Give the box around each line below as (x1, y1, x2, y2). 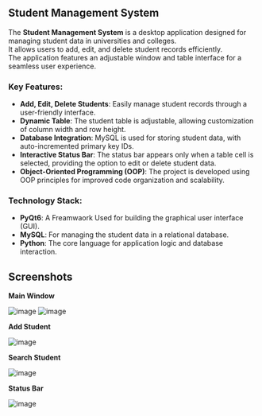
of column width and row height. (19, 125, 126, 134)
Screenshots (8, 270, 73, 283)
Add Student (8, 322, 52, 332)
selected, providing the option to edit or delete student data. (19, 158, 217, 168)
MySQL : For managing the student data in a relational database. (19, 230, 229, 239)
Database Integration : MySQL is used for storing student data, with (19, 133, 241, 142)
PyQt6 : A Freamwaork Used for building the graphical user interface (19, 213, 244, 223)
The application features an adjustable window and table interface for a (8, 52, 242, 62)
